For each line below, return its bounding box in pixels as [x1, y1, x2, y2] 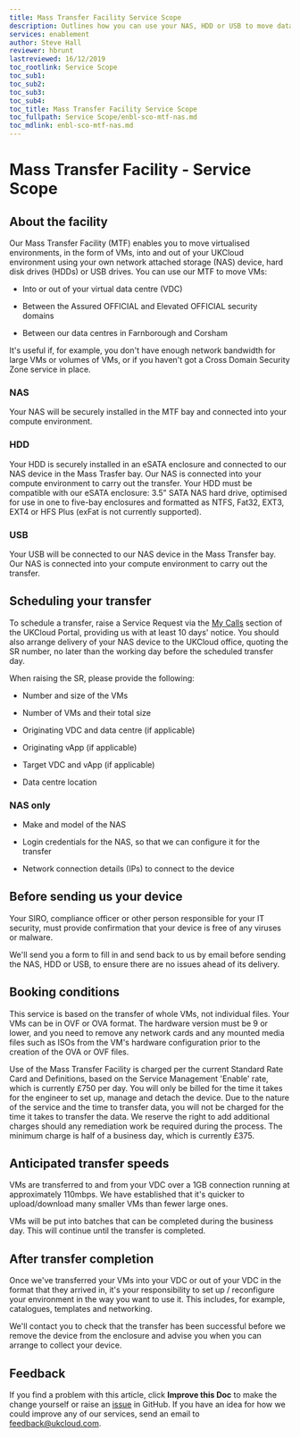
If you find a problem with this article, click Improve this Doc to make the [9, 1390, 278, 1400]
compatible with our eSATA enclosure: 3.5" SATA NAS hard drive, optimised [9, 487, 287, 498]
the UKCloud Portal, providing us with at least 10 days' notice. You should [9, 626, 279, 637]
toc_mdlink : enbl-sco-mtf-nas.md [9, 122, 134, 130]
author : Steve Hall [9, 38, 82, 47]
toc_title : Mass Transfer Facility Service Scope [9, 105, 198, 113]
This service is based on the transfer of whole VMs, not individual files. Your [9, 1008, 290, 1019]
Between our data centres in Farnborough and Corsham [21, 328, 228, 338]
